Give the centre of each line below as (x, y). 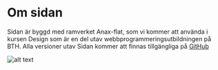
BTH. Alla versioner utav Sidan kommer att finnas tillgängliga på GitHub (108, 46)
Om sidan (35, 13)
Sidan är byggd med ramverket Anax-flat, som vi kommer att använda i (108, 32)
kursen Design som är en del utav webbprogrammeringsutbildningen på (109, 38)
